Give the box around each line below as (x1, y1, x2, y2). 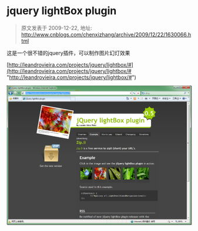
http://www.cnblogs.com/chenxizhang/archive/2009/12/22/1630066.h (21, 31, 192, 38)
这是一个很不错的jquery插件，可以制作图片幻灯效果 (6, 49, 130, 57)
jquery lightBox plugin (6, 4, 117, 18)
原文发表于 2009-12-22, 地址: (21, 24, 93, 31)
